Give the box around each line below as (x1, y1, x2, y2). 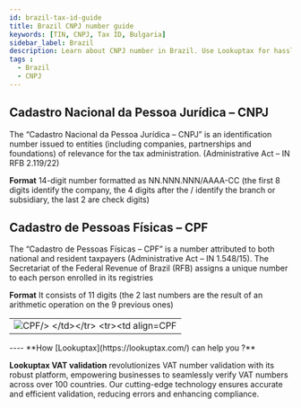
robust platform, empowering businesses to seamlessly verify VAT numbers (9, 369, 288, 380)
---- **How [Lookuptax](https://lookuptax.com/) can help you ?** (9, 342, 256, 353)
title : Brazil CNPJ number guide (9, 22, 134, 31)
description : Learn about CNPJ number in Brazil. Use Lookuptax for (9, 47, 271, 56)
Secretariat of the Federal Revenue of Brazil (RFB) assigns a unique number (9, 262, 288, 274)
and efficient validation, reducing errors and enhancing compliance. (9, 388, 260, 400)
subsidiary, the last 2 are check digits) (9, 194, 150, 205)
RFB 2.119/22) (9, 157, 60, 168)
